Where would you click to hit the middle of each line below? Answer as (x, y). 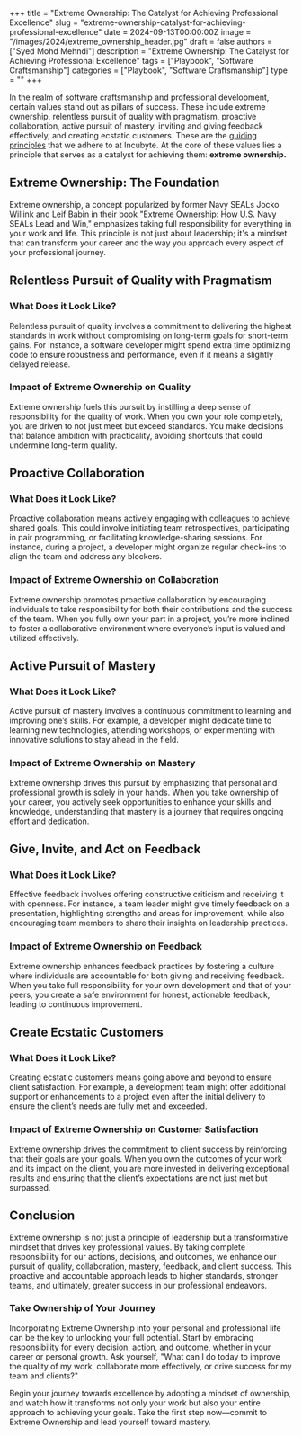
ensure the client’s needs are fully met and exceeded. (108, 1106)
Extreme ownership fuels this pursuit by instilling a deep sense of (130, 406)
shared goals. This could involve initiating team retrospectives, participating (149, 528)
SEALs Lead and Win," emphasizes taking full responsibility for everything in (151, 223)
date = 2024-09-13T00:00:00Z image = (178, 32)
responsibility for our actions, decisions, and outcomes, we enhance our (143, 1256)
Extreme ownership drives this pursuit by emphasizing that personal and (143, 782)
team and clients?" (44, 1376)
